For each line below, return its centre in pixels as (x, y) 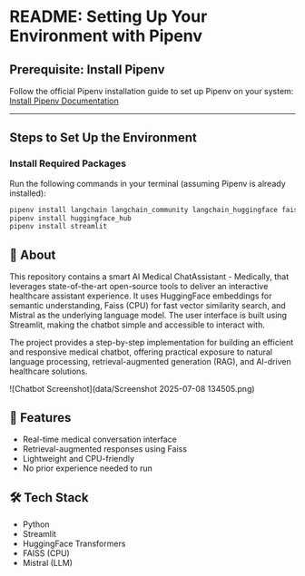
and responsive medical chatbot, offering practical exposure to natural (141, 352)
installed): (28, 193)
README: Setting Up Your (108, 17)
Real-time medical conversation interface (99, 439)
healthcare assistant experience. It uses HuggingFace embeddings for (141, 296)
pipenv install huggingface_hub (70, 218)
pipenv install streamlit (58, 227)
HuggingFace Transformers (74, 543)
